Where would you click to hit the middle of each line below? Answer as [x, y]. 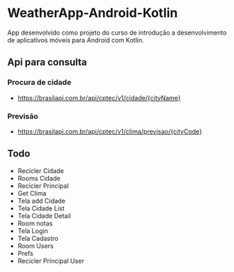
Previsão [23, 116]
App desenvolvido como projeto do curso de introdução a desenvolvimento [117, 32]
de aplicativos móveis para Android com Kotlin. [76, 40]
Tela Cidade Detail [44, 215]
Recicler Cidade [41, 170]
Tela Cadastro [38, 238]
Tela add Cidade [41, 201]
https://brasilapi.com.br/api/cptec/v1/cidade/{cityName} [99, 97]
